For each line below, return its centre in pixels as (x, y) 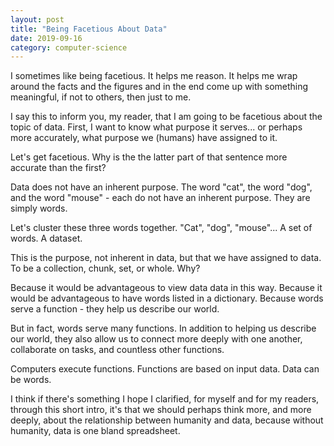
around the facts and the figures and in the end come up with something (159, 87)
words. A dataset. (46, 238)
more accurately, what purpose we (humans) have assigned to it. (144, 138)
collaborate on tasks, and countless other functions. (117, 350)
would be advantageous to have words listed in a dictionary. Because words (167, 298)
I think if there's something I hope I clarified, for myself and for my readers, (165, 399)
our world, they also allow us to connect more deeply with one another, (156, 339)
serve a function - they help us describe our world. (115, 309)
